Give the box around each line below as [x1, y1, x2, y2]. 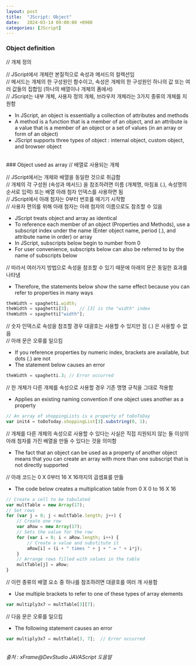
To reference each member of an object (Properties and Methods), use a [14, 221, 190, 228]
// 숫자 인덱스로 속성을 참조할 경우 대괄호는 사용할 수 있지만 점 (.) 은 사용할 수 [6, 322, 181, 329]
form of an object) [14, 130, 59, 138]
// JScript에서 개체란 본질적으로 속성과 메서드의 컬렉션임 [6, 71, 135, 78]
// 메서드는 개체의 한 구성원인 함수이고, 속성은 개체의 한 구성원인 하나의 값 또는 [6, 78, 184, 85]
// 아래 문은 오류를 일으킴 [6, 337, 63, 344]
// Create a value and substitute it [27, 540, 119, 546]
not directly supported [14, 461, 68, 468]
